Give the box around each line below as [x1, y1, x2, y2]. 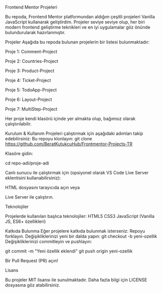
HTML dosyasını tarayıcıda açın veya [5, 185, 80, 190]
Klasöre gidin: [5, 151, 33, 156]
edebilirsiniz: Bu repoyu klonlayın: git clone [5, 136, 92, 141]
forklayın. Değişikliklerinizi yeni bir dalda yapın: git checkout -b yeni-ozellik [5, 233, 157, 239]
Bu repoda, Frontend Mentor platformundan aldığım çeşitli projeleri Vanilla [5, 14, 155, 19]
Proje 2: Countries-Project [5, 58, 58, 64]
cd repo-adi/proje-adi [5, 160, 49, 166]
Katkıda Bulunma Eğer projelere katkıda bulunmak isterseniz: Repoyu [5, 228, 145, 234]
